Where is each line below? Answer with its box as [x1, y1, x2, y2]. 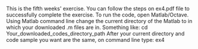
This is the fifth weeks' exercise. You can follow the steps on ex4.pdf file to [6, 5, 190, 12]
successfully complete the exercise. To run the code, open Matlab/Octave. [6, 11, 189, 18]
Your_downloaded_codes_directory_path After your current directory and [6, 30, 185, 37]
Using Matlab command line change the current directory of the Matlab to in [6, 18, 193, 24]
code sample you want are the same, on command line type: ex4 [6, 37, 165, 43]
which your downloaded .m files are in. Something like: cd [6, 24, 148, 31]
